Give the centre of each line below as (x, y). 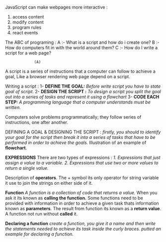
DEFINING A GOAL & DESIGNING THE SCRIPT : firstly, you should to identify (83, 132)
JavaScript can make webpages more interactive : (56, 7)
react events (25, 33)
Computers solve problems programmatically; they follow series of (73, 117)
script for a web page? (28, 53)
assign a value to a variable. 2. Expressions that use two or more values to (82, 163)
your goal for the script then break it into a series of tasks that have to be (80, 137)
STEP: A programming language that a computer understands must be (78, 102)
